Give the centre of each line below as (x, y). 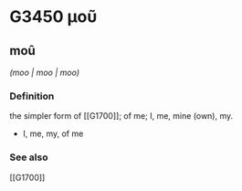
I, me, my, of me (53, 133)
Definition (32, 96)
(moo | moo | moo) (45, 72)
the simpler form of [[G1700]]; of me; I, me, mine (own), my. (121, 116)
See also (29, 157)
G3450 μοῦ (53, 17)
